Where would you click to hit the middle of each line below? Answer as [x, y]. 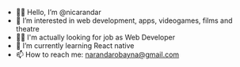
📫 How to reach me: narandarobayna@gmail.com [97, 54]
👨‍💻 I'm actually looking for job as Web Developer [95, 37]
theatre [27, 29]
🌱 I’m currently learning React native [75, 46]
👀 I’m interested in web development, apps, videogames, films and [124, 20]
